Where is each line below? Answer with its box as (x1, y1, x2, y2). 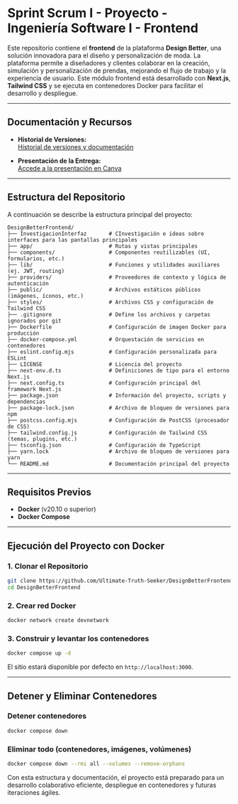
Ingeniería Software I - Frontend (7, 20, 198, 36)
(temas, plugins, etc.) (7, 435, 78, 442)
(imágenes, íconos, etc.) (7, 292, 84, 299)
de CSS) (7, 423, 30, 430)
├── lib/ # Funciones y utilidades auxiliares (7, 261, 220, 268)
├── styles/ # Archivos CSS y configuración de (7, 299, 214, 306)
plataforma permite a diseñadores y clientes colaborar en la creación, (7, 58, 210, 67)
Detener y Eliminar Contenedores (7, 690, 157, 702)
